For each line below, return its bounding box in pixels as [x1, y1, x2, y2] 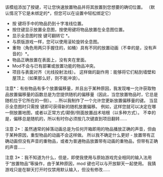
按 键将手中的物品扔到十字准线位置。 [12, 21, 86, 26]
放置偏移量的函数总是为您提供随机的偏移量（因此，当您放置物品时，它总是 [9, 92, 158, 97]
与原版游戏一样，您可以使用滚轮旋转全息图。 [12, 39, 102, 45]
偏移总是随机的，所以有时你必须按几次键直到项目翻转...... [13, 116, 128, 121]
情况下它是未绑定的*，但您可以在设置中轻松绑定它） [9, 10, 114, 16]
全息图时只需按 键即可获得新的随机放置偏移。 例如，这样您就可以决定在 [9, 104, 152, 109]
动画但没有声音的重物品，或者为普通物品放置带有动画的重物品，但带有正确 [9, 138, 158, 144]
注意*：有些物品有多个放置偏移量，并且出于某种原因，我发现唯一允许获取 [5, 85, 152, 91]
